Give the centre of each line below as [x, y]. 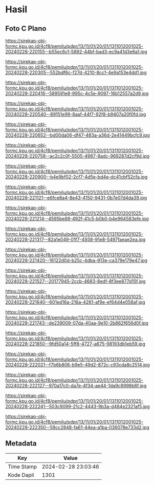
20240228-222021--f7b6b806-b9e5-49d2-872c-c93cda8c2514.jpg [77, 365]
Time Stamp [23, 467]
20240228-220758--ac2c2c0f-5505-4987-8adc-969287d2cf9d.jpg [77, 156]
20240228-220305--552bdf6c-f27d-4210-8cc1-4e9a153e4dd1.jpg [76, 72]
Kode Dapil [21, 475]
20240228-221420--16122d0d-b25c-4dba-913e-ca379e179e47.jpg [76, 260]
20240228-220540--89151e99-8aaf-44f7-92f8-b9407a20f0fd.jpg [76, 114]
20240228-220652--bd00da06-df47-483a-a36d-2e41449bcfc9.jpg [77, 135]
